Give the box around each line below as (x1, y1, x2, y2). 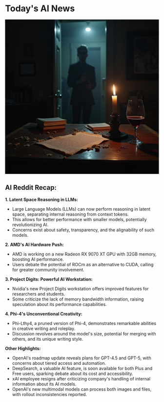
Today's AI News (5, 3, 75, 14)
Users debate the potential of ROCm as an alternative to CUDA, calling (12, 261, 154, 267)
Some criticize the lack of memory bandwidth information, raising (12, 296, 144, 302)
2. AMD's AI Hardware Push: (5, 241, 64, 248)
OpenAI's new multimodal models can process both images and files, (12, 386, 152, 392)
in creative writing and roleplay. (12, 326, 76, 331)
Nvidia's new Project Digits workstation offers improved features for (12, 285, 149, 292)
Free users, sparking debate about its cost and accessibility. (12, 371, 133, 377)
